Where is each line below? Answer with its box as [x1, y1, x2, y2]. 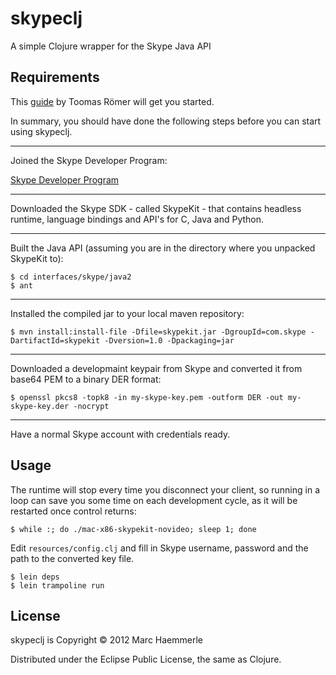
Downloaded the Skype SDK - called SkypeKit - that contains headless [10, 202, 302, 214]
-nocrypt [73, 401, 110, 411]
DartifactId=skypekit [10, 335, 101, 346]
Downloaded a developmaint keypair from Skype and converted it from [10, 362, 303, 374]
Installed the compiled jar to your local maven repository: [10, 307, 245, 319]
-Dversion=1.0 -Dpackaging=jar [104, 335, 235, 346]
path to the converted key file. [10, 552, 135, 564]
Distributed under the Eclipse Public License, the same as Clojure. [10, 653, 282, 666]
